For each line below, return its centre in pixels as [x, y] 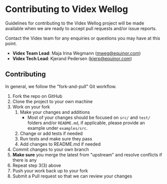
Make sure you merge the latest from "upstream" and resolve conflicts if [87, 154]
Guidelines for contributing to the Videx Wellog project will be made [75, 23]
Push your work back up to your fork [50, 170]
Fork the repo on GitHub [37, 96]
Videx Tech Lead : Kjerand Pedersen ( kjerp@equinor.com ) [72, 58]
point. [11, 43]
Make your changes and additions [55, 112]
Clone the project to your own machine [52, 101]
